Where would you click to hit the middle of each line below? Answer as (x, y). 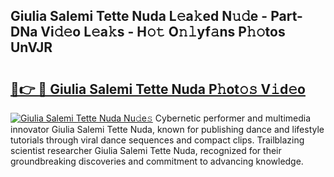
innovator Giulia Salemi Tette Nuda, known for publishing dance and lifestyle (167, 129)
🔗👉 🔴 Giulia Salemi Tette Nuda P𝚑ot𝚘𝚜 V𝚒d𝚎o (158, 89)
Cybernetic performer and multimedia (233, 118)
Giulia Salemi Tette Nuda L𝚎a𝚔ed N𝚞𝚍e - (139, 16)
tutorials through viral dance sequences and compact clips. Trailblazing (157, 140)
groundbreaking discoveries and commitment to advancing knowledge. (157, 161)
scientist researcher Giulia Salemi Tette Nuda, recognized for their (146, 150)
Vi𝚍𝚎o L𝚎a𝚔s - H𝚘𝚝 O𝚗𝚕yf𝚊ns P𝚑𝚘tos (163, 32)
